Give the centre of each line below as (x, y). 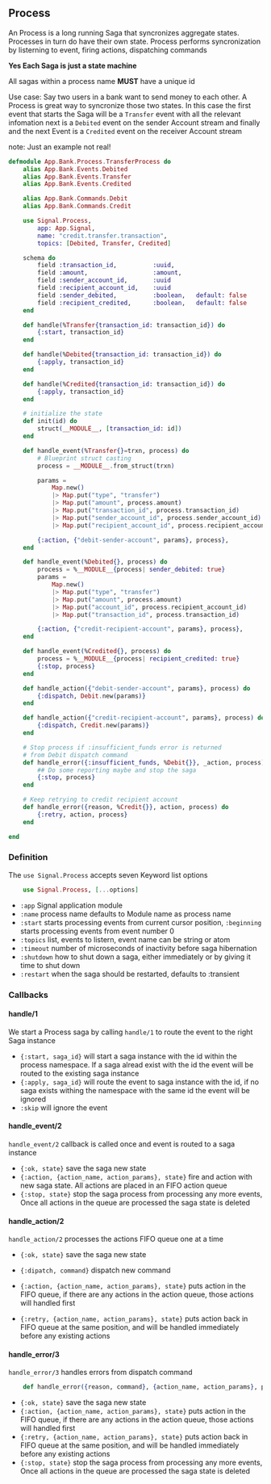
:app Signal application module (71, 905)
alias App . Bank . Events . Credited (77, 184)
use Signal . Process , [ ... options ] (81, 890)
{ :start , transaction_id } (81, 333)
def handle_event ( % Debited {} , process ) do (95, 562)
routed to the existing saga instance (79, 1073)
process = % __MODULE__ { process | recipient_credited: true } (139, 659)
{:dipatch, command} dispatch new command (95, 1270)
